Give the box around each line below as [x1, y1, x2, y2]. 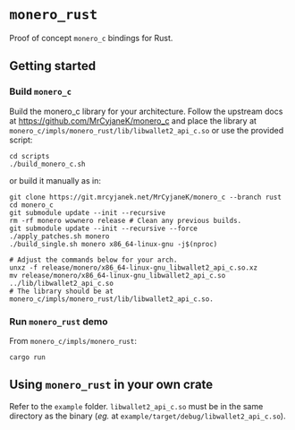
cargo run [9, 352, 46, 362]
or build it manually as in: [9, 175, 101, 185]
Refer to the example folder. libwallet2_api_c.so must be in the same [9, 400, 264, 411]
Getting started [9, 58, 97, 73]
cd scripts [9, 151, 50, 160]
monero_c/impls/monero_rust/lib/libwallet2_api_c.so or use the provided [9, 125, 284, 135]
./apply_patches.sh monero [9, 231, 110, 241]
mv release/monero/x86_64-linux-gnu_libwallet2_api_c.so [9, 271, 226, 279]
